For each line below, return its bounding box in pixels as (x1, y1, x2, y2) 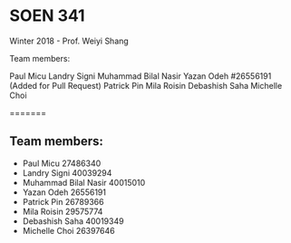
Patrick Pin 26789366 (22, 196, 104, 207)
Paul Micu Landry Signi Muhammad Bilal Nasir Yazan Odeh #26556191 (9, 70, 272, 82)
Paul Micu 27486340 (22, 158, 102, 169)
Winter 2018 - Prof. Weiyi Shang (9, 35, 129, 46)
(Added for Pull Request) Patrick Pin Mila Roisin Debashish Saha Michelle (9, 80, 283, 91)
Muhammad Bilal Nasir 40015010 (22, 177, 146, 188)
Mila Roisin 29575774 (22, 206, 103, 217)
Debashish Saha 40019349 (22, 215, 124, 227)
